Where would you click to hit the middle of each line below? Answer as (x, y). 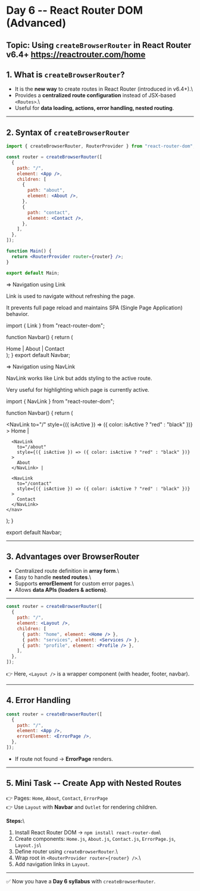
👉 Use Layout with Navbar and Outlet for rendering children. (82, 807)
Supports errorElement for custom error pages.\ (74, 583)
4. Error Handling (38, 700)
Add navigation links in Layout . (52, 864)
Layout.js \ (28, 845)
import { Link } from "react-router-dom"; (56, 325)
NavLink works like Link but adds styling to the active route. (79, 378)
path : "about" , (46, 191)
